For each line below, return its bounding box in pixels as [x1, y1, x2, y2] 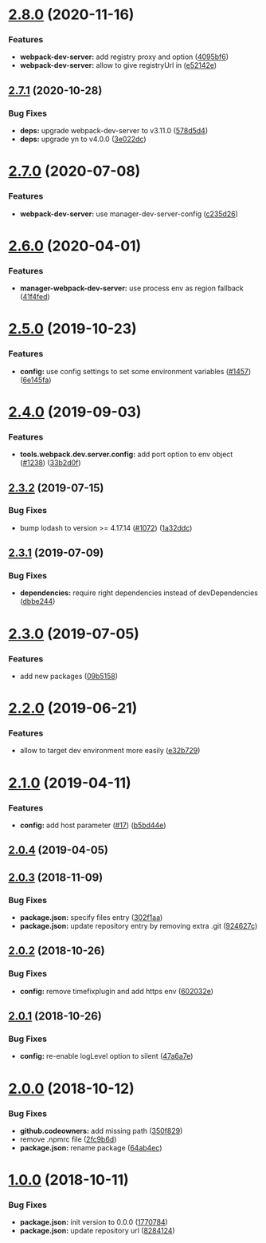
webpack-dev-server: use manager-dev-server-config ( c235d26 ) [19, 209, 239, 219]
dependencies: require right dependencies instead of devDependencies [19, 588, 259, 598]
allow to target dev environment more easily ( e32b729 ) [19, 746, 201, 756]
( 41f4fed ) [19, 292, 50, 302]
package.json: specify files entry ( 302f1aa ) [19, 913, 163, 922]
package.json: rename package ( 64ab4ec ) [19, 1142, 162, 1152]
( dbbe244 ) [19, 597, 56, 606]
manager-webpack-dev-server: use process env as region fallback [19, 283, 244, 293]
